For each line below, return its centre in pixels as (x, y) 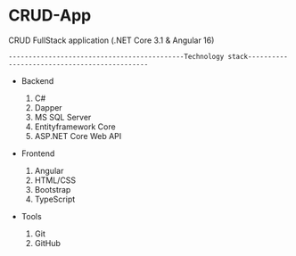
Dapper (49, 107)
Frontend (38, 153)
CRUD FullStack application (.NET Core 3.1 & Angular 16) (111, 40)
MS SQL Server (63, 117)
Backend (37, 80)
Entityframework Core (75, 127)
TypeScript (55, 199)
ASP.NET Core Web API (78, 136)
